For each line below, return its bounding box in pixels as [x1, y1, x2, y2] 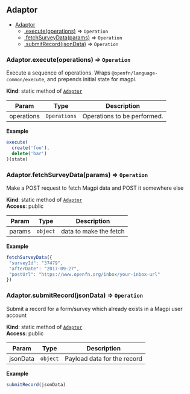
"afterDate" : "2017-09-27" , [8, 265, 80, 272]
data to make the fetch [61, 227, 125, 235]
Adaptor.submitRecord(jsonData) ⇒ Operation [6, 291, 144, 299]
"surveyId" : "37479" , [8, 260, 63, 266]
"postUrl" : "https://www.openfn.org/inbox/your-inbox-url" [8, 271, 161, 278]
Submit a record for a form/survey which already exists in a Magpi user [6, 305, 183, 312]
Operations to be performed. [82, 112, 163, 121]
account [6, 312, 27, 319]
